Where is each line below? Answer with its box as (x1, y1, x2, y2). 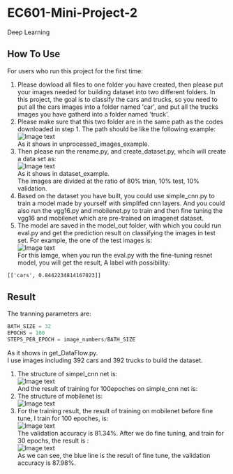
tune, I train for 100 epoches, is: (17, 414, 109, 423)
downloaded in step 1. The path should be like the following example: (17, 124, 216, 133)
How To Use (7, 48, 61, 60)
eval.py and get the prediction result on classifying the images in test (17, 228, 216, 237)
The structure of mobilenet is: (17, 392, 103, 401)
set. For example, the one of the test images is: (17, 236, 153, 244)
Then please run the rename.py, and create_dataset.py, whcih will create (17, 147, 227, 155)
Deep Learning (7, 28, 50, 36)
